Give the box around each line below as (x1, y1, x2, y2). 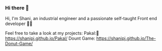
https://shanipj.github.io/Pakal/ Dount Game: (5, 35, 96, 41)
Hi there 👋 (5, 4, 30, 11)
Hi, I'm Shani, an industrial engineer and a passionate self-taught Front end (5, 16, 158, 22)
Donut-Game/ (5, 41, 33, 47)
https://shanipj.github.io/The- (96, 35, 156, 41)
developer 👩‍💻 (5, 21, 33, 26)
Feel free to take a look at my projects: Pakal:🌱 (5, 30, 99, 36)
